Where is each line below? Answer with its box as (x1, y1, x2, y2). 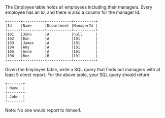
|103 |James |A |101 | (5, 40, 98, 45)
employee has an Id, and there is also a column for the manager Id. (5, 9, 140, 15)
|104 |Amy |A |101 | (5, 45, 98, 50)
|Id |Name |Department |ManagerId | (5, 23, 98, 28)
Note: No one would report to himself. (5, 107, 82, 113)
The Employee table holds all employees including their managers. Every (5, 4, 153, 10)
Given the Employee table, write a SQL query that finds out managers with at (5, 67, 161, 72)
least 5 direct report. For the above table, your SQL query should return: (5, 72, 151, 78)
